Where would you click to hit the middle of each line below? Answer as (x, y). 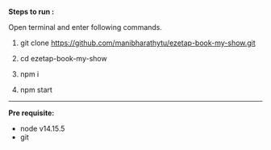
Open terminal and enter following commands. (85, 27)
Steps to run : (31, 12)
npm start (36, 90)
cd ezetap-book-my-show (63, 58)
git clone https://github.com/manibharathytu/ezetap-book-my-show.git (138, 43)
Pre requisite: (31, 113)
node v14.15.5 (42, 129)
